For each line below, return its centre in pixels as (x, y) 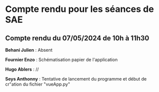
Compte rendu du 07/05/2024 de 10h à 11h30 (77, 38)
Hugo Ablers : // (22, 69)
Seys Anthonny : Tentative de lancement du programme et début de (76, 79)
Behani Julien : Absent (29, 50)
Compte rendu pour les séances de (79, 9)
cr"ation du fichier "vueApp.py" (38, 84)
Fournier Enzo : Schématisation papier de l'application (61, 60)
